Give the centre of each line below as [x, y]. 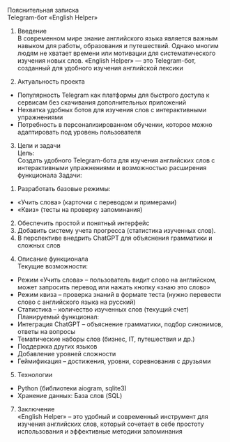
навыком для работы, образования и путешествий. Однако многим [118, 46]
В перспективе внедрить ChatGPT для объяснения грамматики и [115, 238]
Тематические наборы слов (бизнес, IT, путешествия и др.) [106, 339]
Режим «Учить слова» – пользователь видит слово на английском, [117, 280]
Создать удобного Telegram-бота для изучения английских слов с [116, 160]
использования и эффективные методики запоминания [100, 431]
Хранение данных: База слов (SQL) [70, 396]
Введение [32, 31]
